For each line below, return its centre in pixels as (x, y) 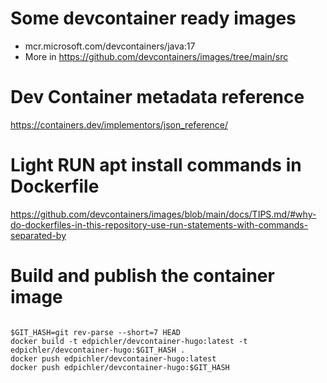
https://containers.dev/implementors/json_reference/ (119, 124)
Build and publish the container (142, 276)
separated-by (38, 235)
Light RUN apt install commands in (156, 165)
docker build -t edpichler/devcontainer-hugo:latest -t (129, 341)
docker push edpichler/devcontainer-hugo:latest (113, 358)
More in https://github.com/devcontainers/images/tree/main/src (156, 56)
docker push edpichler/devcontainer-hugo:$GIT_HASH (120, 367)
